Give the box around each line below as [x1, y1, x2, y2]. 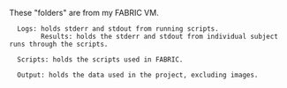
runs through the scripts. [9, 40, 109, 48]
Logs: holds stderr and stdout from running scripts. [17, 25, 219, 33]
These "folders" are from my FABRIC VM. [9, 8, 159, 18]
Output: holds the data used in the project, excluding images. [17, 70, 259, 79]
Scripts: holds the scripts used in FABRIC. [17, 55, 184, 64]
